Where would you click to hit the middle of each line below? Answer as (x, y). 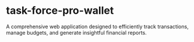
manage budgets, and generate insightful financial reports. (76, 32)
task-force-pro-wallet (60, 11)
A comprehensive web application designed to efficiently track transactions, (97, 26)
